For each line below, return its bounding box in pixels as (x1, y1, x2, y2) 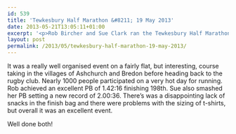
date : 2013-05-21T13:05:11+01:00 (7, 23, 105, 30)
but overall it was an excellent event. (7, 106, 113, 114)
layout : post (7, 36, 46, 43)
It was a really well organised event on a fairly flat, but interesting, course (7, 62, 219, 70)
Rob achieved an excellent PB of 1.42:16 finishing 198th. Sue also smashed (7, 84, 223, 92)
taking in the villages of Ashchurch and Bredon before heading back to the (7, 69, 223, 77)
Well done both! (7, 120, 53, 128)
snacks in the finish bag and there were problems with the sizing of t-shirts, (7, 99, 226, 107)
